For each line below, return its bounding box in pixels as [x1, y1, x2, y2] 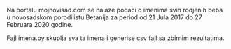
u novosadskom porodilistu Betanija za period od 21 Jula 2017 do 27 [6, 13, 202, 21]
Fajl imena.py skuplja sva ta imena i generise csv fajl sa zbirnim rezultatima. [6, 34, 225, 42]
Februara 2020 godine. [6, 21, 73, 28]
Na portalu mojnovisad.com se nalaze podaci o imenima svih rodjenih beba [6, 6, 223, 14]
